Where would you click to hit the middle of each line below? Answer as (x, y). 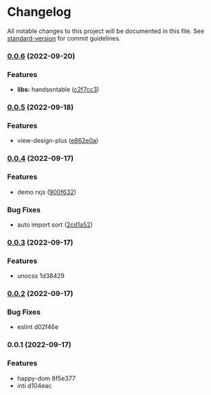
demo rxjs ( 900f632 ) (47, 192)
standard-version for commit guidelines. (64, 38)
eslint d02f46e (38, 327)
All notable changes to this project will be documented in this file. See (106, 31)
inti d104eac (34, 385)
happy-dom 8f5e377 (46, 378)
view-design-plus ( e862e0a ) (58, 141)
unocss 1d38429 (41, 276)
